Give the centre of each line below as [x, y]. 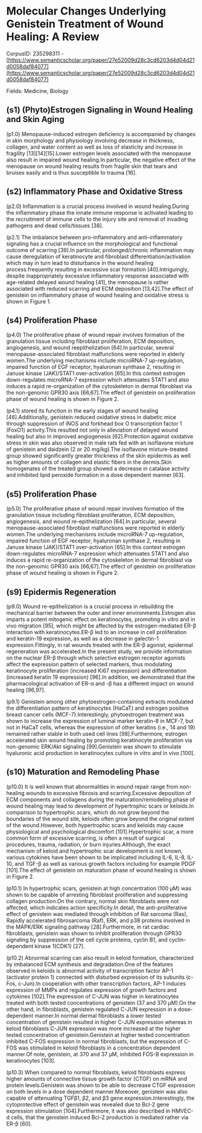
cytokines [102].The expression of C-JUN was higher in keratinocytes [93, 996]
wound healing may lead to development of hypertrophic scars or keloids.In [100, 806]
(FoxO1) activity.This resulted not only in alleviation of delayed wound [92, 430]
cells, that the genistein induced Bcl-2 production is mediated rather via [100, 1117]
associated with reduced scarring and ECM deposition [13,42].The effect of [100, 288]
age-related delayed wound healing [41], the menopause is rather [87, 282]
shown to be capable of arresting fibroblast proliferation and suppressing [97, 894]
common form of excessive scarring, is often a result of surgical [86, 838]
